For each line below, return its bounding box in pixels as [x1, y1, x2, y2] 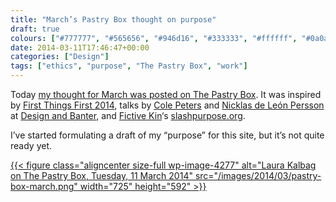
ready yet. [10, 140, 53, 151]
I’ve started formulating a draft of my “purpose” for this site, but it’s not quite [10, 129, 325, 141]
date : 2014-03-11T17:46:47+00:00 [10, 42, 150, 53]
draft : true [10, 24, 60, 34]
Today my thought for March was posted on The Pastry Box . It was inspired [10, 89, 322, 100]
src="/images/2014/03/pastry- [194, 170, 322, 181]
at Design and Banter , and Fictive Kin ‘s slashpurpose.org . [10, 110, 246, 121]
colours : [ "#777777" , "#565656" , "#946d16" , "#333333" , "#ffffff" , [10, 33, 298, 43]
